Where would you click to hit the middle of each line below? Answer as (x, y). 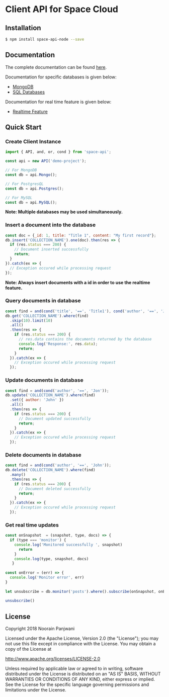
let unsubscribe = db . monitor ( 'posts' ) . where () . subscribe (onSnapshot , (81, 591)
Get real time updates (32, 525)
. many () (18, 475)
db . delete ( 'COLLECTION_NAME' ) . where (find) (50, 470)
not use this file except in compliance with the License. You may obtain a (80, 644)
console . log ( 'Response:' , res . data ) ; (58, 344)
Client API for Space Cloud (62, 9)
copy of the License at (28, 649)
